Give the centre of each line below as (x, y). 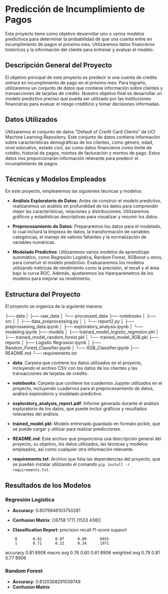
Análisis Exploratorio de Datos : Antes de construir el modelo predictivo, (87, 201)
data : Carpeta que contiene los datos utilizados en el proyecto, (77, 363)
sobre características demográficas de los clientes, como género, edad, (79, 142)
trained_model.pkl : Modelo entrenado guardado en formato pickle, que (86, 424)
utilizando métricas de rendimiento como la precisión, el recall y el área (86, 268)
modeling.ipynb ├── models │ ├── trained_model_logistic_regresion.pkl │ (82, 332)
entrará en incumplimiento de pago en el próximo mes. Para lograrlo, (76, 82)
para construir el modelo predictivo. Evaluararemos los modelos (78, 263)
